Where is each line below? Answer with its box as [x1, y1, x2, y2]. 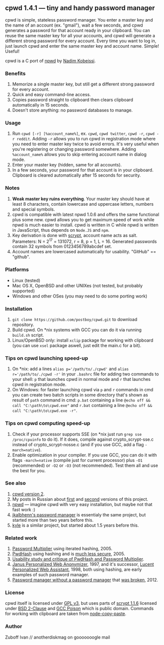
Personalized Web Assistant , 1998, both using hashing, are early [12, 566, 142, 572]
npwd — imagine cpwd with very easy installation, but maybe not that [12, 501, 153, 507]
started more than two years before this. [12, 517, 94, 523]
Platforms [5, 266, 29, 273]
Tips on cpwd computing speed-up [5, 420, 91, 427]
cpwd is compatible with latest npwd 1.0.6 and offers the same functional [12, 211, 160, 217]
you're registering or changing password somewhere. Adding [12, 146, 136, 152]
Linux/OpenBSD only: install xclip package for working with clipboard [12, 337, 153, 343]
